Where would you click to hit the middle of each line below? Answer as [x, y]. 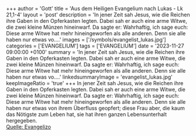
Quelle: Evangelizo [28, 127]
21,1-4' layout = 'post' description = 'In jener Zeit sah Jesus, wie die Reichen [98, 15]
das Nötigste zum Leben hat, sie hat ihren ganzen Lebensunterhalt [87, 114]
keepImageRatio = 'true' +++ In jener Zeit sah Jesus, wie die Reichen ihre [95, 83]
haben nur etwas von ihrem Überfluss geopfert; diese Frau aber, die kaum [95, 108]
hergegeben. [22, 120]
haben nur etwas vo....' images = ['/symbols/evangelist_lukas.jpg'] [86, 40]
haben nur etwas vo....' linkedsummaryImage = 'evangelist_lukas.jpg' [89, 77]
